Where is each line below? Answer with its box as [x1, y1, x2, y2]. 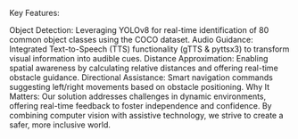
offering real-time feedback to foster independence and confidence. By [9, 101, 272, 110]
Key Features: [9, 8, 60, 18]
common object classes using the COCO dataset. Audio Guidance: [9, 35, 253, 45]
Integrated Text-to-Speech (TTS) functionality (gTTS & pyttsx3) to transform [9, 44, 290, 54]
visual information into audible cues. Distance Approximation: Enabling [9, 53, 269, 63]
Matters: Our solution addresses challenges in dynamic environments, [9, 91, 267, 102]
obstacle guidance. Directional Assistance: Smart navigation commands [9, 72, 274, 83]
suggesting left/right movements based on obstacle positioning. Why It [9, 82, 270, 92]
